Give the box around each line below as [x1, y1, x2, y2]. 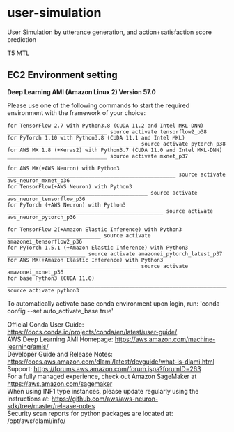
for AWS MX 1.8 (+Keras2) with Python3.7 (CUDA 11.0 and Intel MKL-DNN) [7, 147, 223, 154]
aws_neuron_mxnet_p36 [7, 177, 70, 184]
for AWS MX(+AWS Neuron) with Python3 [7, 165, 120, 172]
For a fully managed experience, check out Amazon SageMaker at [7, 372, 197, 380]
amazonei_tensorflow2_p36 [7, 238, 82, 245]
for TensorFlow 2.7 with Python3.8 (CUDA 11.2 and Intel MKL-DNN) [7, 122, 204, 129]
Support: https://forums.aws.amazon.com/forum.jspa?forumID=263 [7, 364, 201, 373]
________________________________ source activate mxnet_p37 [7, 152, 189, 160]
